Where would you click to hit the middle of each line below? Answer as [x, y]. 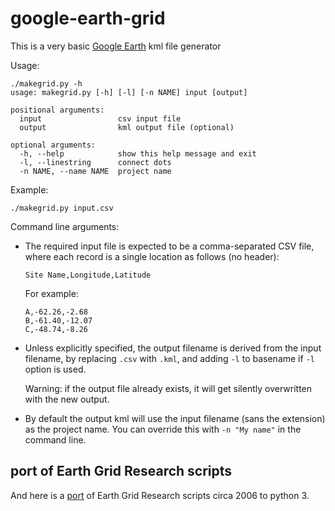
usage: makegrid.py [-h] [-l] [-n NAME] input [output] [129, 92]
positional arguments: [57, 110]
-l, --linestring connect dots [95, 162]
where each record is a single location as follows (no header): [152, 256]
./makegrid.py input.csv [62, 208]
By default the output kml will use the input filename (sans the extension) [175, 418]
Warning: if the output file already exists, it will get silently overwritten [168, 388]
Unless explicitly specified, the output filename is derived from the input [173, 348]
